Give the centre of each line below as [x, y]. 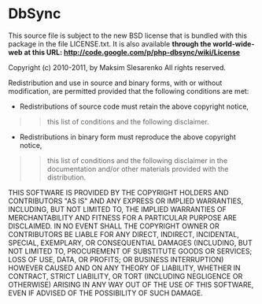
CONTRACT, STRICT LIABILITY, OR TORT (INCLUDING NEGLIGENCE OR [125, 276]
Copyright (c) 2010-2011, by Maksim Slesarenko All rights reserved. [117, 67]
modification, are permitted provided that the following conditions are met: [129, 91]
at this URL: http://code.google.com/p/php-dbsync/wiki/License [132, 52]
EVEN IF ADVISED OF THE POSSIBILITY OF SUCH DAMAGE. [105, 293]
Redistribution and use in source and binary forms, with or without [115, 83]
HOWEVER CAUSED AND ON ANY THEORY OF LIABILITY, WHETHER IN [125, 268]
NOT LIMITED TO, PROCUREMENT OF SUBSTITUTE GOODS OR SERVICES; [130, 251]
